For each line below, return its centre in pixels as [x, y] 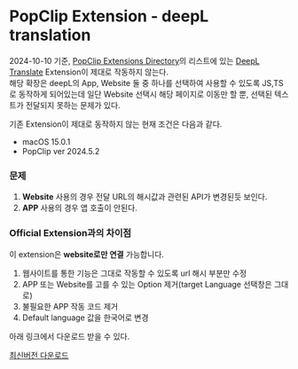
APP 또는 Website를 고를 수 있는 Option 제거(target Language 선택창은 [147, 284]
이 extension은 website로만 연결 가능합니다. [86, 254]
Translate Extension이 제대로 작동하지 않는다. [89, 72]
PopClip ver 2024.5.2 [61, 151]
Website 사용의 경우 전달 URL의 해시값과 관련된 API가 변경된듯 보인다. [145, 197]
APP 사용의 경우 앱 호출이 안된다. [79, 208]
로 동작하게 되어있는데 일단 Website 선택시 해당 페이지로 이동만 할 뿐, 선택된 [141, 94]
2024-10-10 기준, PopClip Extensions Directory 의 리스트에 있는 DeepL [134, 60]
